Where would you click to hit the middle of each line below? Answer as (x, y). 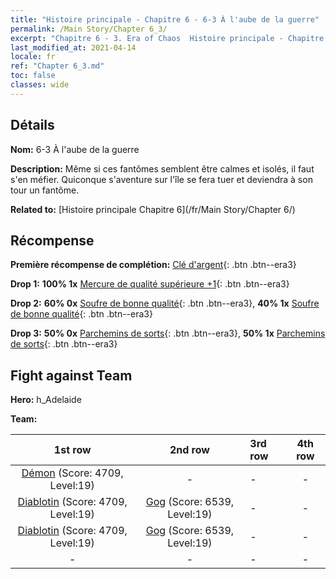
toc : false (33, 76)
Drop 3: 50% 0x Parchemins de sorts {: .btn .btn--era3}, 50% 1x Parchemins (168, 333)
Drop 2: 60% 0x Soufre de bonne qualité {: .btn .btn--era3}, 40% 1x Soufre (165, 303)
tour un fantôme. (45, 190)
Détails (32, 125)
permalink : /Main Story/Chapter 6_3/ (89, 29)
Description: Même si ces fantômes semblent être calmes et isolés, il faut (162, 168)
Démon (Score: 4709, (72, 473)
